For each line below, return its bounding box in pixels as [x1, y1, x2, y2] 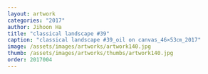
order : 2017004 [7, 56, 53, 63]
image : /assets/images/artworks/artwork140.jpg [7, 43, 152, 50]
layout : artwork [7, 10, 56, 18]
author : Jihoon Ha [7, 23, 62, 30]
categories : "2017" [7, 17, 66, 24]
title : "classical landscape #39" [7, 30, 110, 37]
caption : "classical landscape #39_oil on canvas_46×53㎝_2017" [7, 37, 202, 44]
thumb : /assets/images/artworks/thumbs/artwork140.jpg [7, 50, 174, 57]
